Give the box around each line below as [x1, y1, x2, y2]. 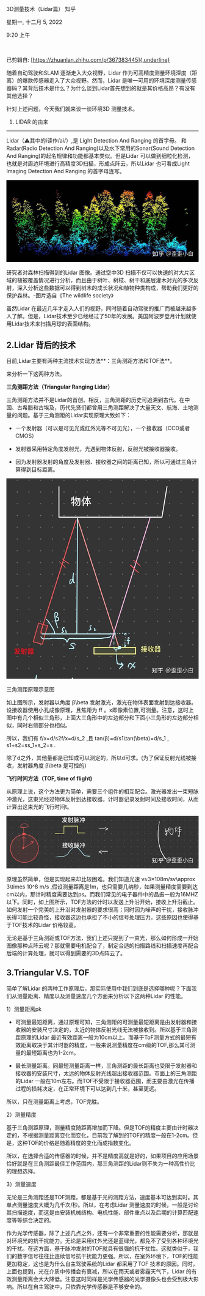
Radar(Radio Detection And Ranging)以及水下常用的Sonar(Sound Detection [6, 144, 195, 152]
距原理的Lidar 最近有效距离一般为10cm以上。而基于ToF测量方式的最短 [15, 1033, 192, 1041]
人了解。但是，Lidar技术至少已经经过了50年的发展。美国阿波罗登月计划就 [6, 313, 192, 320]
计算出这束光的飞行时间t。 [6, 803, 73, 810]
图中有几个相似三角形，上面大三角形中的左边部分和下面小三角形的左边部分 [6, 713, 193, 721]
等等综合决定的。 [11, 1216, 55, 1224]
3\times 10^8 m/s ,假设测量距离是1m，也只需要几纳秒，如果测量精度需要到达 [6, 883, 198, 890]
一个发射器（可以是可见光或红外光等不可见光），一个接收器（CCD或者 [15, 425, 190, 432]
